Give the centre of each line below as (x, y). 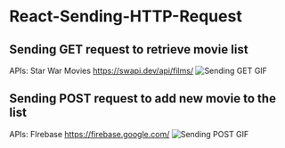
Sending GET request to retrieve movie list (129, 49)
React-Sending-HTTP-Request (126, 16)
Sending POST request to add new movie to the (142, 99)
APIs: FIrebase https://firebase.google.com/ (90, 134)
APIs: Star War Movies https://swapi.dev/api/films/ (102, 70)
